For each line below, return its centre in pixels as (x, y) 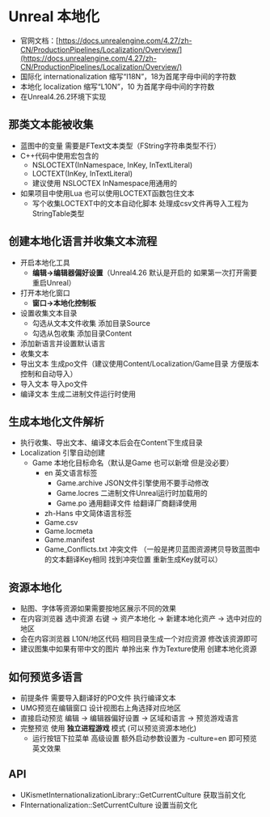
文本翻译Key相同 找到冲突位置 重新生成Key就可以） (137, 560)
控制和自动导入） (49, 374)
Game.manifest (70, 540)
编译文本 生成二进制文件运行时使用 (78, 394)
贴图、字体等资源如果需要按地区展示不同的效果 (98, 608)
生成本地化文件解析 (56, 421)
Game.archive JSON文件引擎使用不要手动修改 (133, 483)
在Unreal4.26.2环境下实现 (63, 96)
